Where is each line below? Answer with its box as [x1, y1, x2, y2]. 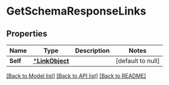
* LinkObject [32, 56, 70, 65]
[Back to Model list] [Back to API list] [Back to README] [6, 72, 146, 80]
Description [75, 47, 110, 55]
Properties [6, 29, 48, 39]
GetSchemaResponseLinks [6, 4, 146, 18]
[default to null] [115, 56, 160, 65]
